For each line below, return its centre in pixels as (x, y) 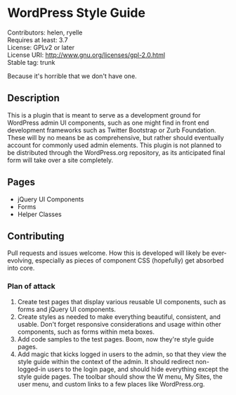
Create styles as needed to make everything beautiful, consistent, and (119, 316)
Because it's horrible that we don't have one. (72, 76)
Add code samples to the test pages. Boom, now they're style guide (116, 339)
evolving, (20, 261)
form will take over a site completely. (60, 160)
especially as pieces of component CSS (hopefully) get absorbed (129, 261)
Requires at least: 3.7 (38, 39)
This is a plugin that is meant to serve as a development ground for (104, 115)
